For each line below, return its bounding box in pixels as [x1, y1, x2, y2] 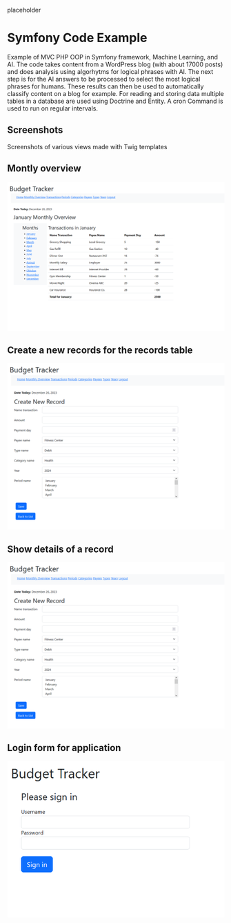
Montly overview [7, 162, 81, 175]
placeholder [7, 6, 41, 14]
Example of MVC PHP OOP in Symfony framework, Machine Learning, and [7, 53, 219, 61]
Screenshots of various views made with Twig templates [7, 142, 168, 151]
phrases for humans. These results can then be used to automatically [7, 82, 204, 91]
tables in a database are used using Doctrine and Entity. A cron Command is [7, 97, 223, 105]
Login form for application [7, 742, 121, 754]
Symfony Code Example [7, 30, 148, 46]
